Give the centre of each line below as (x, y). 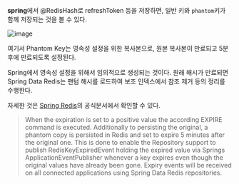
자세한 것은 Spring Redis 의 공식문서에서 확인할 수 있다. (84, 105)
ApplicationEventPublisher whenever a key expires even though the (124, 158)
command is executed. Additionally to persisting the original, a (116, 127)
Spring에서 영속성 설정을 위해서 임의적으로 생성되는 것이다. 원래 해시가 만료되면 (118, 72)
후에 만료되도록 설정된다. (42, 57)
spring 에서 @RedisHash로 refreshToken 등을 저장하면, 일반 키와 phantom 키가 (117, 10)
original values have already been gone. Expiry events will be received (128, 165)
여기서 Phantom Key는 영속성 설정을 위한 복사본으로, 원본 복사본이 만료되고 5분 (118, 48)
